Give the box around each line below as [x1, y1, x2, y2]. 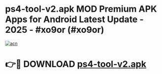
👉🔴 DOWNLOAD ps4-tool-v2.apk [5, 59, 147, 70]
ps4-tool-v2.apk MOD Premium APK [5, 3, 157, 15]
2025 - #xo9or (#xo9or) [5, 25, 104, 35]
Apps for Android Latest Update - [5, 14, 144, 25]
